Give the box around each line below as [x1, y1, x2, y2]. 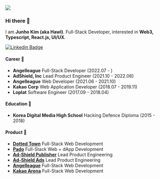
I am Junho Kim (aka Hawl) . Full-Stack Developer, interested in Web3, [5, 29, 154, 35]
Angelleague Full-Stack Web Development [12, 162, 103, 168]
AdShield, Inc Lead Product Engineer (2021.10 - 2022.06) [12, 73, 134, 79]
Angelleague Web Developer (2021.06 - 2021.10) [12, 78, 116, 84]
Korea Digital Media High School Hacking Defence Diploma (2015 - [12, 112, 155, 118]
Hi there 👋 [5, 17, 31, 24]
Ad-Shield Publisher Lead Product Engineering [12, 151, 113, 158]
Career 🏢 [5, 56, 25, 62]
